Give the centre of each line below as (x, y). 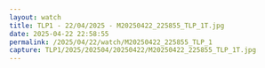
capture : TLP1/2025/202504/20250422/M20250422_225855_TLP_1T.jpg (132, 50)
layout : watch (36, 17)
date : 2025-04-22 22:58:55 (59, 34)
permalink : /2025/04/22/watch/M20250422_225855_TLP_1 (111, 42)
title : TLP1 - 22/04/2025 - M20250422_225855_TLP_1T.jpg (117, 26)
